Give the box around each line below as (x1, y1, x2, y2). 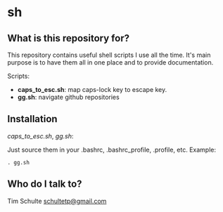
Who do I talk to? (7, 178, 82, 190)
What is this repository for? (7, 32, 130, 44)
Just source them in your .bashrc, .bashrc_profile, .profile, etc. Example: (7, 145, 217, 154)
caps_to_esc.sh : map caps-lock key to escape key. (17, 86, 167, 93)
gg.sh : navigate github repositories (17, 93, 120, 101)
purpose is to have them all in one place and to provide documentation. (7, 58, 214, 67)
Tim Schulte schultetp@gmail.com (7, 197, 107, 205)
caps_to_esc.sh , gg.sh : (7, 131, 74, 140)
